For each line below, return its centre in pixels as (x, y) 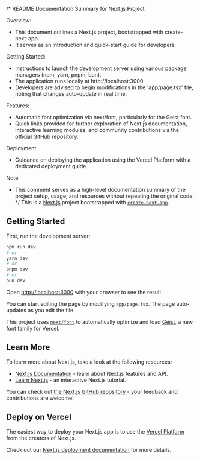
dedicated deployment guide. (51, 166)
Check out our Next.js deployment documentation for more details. (89, 449)
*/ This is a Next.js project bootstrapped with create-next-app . (92, 202)
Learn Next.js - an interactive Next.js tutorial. (70, 380)
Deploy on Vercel (39, 417)
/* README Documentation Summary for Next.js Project (76, 9)
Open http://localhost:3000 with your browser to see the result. (85, 292)
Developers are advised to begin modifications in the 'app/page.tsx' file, (104, 87)
